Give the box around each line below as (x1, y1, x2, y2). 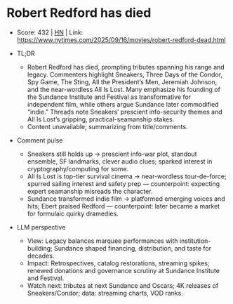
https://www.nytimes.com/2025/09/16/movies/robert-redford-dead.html (16, 35, 226, 44)
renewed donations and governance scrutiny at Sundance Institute (27, 266, 220, 275)
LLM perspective (16, 223, 66, 231)
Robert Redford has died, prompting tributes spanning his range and (27, 62, 225, 71)
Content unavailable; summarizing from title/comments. (27, 122, 188, 131)
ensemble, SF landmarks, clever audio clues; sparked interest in (27, 157, 213, 166)
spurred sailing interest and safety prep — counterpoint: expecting (27, 179, 220, 187)
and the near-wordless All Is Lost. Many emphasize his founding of (27, 85, 220, 93)
